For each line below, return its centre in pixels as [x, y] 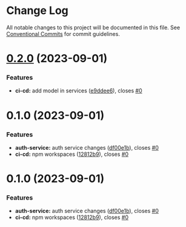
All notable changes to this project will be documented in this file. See [93, 27]
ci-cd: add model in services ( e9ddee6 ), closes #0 [78, 91]
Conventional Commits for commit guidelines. [63, 33]
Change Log [37, 11]
